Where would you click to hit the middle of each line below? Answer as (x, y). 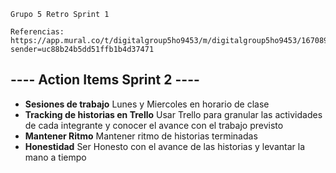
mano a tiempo (55, 157)
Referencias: (37, 32)
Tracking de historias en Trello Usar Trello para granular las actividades (173, 114)
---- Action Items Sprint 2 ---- (105, 80)
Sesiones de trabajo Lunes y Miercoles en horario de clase (147, 104)
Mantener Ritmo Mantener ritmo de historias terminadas (141, 136)
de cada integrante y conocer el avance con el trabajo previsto (154, 125)
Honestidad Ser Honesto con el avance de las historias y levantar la (165, 146)
